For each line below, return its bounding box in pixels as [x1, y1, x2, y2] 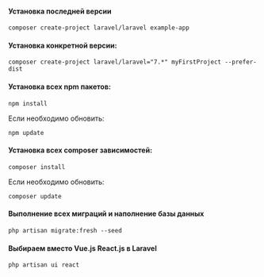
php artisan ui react [8, 261, 80, 269]
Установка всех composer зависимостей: [8, 145, 153, 155]
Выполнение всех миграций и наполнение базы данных [8, 209, 205, 218]
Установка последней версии [8, 6, 112, 16]
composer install [8, 163, 66, 171]
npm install [8, 99, 48, 107]
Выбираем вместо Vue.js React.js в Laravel [8, 243, 157, 253]
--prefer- [224, 58, 258, 67]
